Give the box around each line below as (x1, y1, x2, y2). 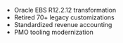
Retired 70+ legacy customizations (13, 13, 115, 21)
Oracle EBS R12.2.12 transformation (13, 6, 117, 14)
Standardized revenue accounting (13, 21, 112, 28)
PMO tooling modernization (13, 28, 93, 36)
